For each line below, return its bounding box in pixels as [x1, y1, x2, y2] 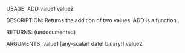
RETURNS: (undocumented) [6, 28, 76, 36]
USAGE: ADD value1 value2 [6, 5, 74, 12]
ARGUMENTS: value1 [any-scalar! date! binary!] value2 [6, 40, 143, 47]
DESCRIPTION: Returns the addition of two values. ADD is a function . [6, 17, 180, 23]
